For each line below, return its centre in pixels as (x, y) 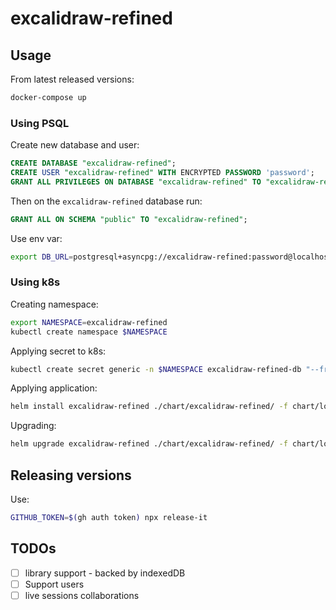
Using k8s (35, 282)
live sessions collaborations (82, 595)
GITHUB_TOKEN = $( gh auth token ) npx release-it (109, 518)
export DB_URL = (42, 257)
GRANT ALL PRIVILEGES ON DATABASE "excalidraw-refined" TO (136, 182)
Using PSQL (40, 123)
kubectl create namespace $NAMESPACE (89, 332)
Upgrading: (33, 426)
